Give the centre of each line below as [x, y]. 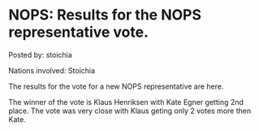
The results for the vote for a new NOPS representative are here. [117, 86]
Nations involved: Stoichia [52, 70]
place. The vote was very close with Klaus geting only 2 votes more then [130, 111]
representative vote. [78, 32]
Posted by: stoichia [41, 55]
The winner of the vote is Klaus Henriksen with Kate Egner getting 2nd [126, 102]
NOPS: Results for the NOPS [105, 15]
